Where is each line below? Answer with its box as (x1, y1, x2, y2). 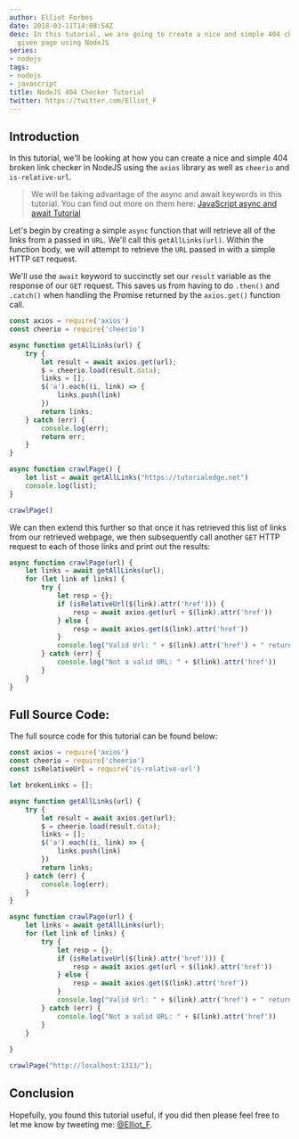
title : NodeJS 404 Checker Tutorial (9, 87, 145, 96)
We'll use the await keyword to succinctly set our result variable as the (9, 271, 271, 282)
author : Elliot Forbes (9, 12, 93, 22)
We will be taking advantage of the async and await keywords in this (30, 189, 282, 200)
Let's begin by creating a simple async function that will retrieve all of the (9, 225, 276, 236)
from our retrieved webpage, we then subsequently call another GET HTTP (9, 532, 280, 542)
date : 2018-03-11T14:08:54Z (9, 21, 114, 30)
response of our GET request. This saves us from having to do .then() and (9, 280, 280, 291)
